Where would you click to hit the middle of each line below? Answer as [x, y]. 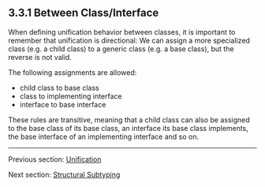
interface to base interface [63, 104]
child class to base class [60, 88]
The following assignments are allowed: [73, 72]
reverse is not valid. [40, 57]
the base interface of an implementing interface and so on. [104, 137]
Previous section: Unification [55, 159]
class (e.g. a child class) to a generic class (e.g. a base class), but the [121, 49]
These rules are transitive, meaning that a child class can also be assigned [129, 120]
